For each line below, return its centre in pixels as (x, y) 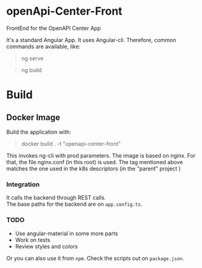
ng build (31, 70)
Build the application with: (39, 132)
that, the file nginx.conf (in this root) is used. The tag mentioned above (95, 162)
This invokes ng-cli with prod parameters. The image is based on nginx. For (101, 155)
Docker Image (33, 117)
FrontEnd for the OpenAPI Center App (54, 28)
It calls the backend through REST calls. (56, 198)
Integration (23, 184)
